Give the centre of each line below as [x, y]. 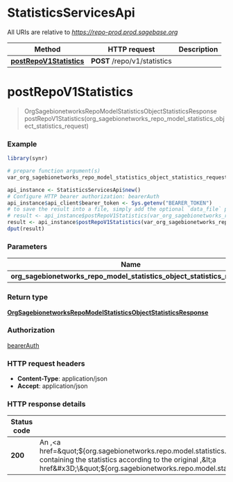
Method [48, 49]
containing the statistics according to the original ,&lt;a [128, 460]
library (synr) [28, 159]
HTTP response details [46, 404]
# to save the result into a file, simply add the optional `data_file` [114, 209]
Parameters [27, 246]
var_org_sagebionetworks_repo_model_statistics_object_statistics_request [118, 177]
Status [22, 422]
